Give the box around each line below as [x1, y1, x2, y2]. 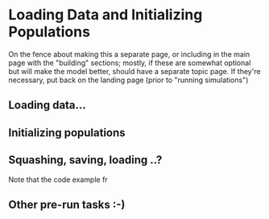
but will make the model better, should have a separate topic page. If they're [8, 66, 261, 76]
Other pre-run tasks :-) [8, 197, 126, 211]
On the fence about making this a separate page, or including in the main [8, 49, 250, 59]
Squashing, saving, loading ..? [8, 153, 163, 167]
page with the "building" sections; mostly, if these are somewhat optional [8, 58, 251, 68]
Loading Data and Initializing [8, 6, 203, 24]
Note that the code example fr [8, 175, 108, 184]
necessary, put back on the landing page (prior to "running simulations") [8, 75, 249, 85]
